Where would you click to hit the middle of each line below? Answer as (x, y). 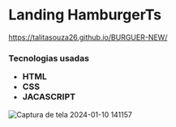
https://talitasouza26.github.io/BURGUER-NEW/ (88, 37)
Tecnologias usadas (49, 58)
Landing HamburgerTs (85, 15)
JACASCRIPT (49, 97)
